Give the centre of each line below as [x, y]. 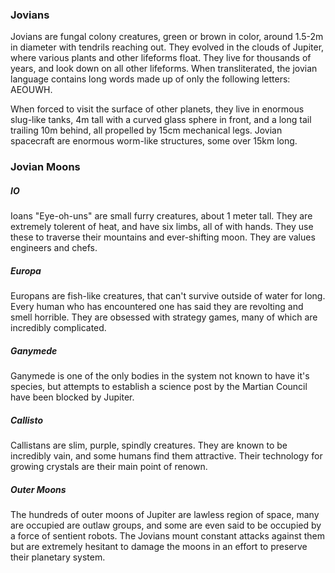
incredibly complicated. [58, 328]
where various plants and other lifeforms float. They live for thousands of [161, 58]
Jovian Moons [45, 167]
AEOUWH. [31, 90]
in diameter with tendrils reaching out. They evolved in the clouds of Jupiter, [167, 47]
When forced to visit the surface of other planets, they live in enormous [157, 109]
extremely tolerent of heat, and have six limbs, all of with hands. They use [162, 227]
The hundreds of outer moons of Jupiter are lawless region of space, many [165, 515]
